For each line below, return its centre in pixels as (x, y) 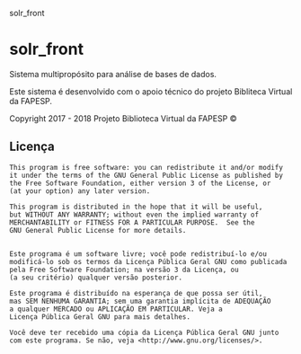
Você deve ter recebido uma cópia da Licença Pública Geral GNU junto (144, 332)
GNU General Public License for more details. (98, 230)
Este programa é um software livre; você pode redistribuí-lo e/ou (138, 254)
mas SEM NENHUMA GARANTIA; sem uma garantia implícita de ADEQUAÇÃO (140, 301)
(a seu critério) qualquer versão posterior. (96, 278)
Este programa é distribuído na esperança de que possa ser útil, (136, 293)
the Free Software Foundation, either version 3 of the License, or (140, 183)
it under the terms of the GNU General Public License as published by (146, 175)
